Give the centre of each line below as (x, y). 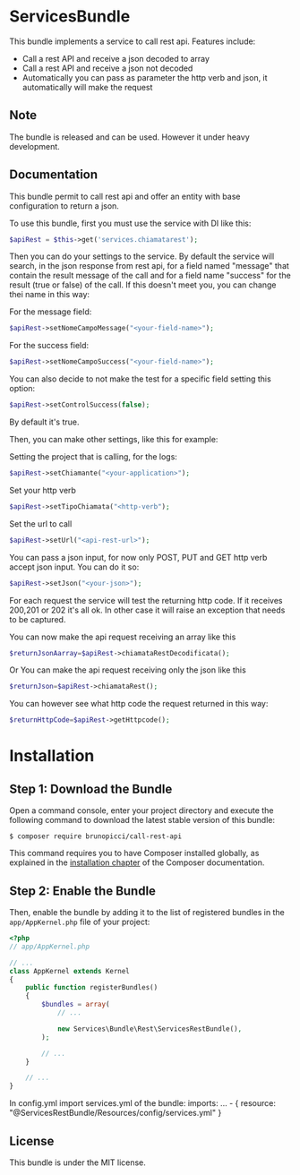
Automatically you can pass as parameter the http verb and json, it (145, 77)
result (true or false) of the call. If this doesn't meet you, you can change (143, 285)
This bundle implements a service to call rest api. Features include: (133, 41)
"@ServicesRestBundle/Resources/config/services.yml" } (116, 1113)
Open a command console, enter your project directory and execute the (141, 810)
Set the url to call (41, 523)
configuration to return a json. (64, 206)
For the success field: (49, 346)
